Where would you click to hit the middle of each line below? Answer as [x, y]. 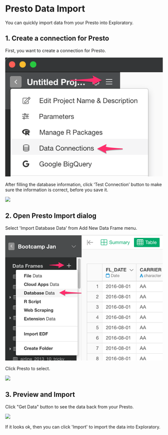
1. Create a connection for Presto [57, 38]
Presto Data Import [45, 9]
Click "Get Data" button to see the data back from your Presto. [69, 406]
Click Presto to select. [28, 368]
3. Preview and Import [40, 395]
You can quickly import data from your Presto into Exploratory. [69, 23]
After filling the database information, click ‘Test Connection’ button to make [83, 184]
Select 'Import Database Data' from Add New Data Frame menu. [71, 228]
